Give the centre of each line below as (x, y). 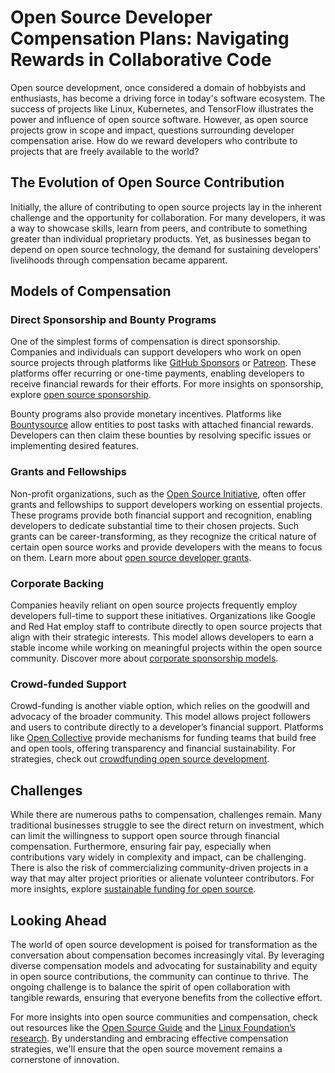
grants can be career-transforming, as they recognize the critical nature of (163, 536)
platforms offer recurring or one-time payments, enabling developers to (157, 373)
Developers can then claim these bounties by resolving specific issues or (161, 435)
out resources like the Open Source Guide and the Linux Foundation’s (153, 1027)
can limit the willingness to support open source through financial (145, 836)
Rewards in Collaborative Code (141, 60)
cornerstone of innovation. (65, 1059)
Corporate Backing (57, 583)
